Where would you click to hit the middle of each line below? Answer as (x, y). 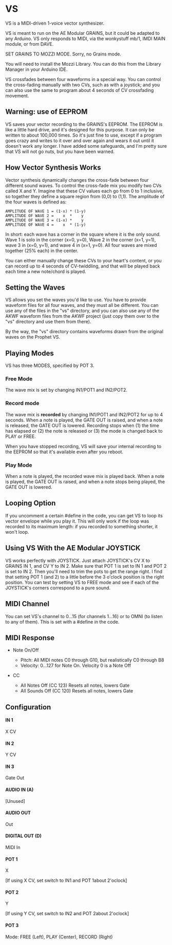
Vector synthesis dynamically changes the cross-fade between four (77, 180)
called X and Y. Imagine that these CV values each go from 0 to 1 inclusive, (84, 191)
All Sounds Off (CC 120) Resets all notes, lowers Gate (77, 691)
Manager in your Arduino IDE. (36, 69)
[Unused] (15, 801)
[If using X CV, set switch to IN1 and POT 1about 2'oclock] (66, 880)
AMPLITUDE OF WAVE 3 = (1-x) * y (44, 220)
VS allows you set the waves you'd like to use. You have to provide (76, 300)
